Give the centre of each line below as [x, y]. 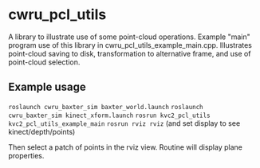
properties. [26, 155]
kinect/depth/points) [42, 131]
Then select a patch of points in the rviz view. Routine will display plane [126, 147]
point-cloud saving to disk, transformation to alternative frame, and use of [130, 53]
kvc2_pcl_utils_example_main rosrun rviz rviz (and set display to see [124, 123]
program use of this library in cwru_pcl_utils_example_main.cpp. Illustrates [130, 45]
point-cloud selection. [44, 62]
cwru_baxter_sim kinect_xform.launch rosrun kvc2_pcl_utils [109, 115]
